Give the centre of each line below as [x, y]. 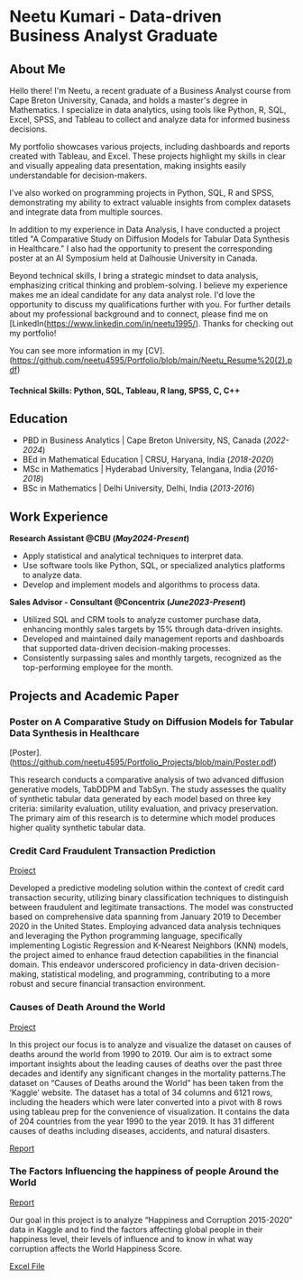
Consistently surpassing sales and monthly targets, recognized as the [152, 658]
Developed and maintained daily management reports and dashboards [153, 639]
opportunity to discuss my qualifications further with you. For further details [150, 304]
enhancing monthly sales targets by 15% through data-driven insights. [153, 630]
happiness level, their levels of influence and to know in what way [131, 1239]
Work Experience [59, 516]
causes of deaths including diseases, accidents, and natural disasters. [140, 1130]
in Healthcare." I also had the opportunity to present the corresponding [141, 249]
